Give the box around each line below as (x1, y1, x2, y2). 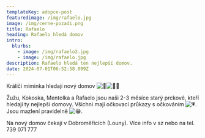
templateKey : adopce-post (6, 9, 72, 15)
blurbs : (12, 43, 32, 49)
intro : (6, 37, 23, 43)
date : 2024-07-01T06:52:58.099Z (6, 65, 89, 72)
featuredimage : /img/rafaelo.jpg (6, 15, 92, 21)
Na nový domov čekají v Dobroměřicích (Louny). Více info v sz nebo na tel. (6, 120, 195, 127)
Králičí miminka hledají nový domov (6, 82, 95, 90)
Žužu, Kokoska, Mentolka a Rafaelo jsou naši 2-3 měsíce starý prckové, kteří (6, 94, 199, 101)
